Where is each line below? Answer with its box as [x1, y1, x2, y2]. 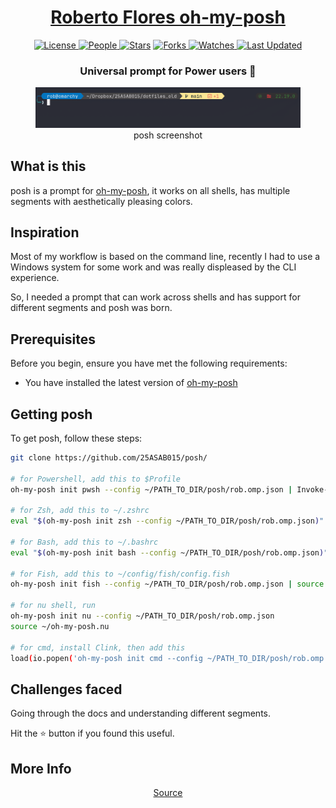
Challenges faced [10, 681, 123, 698]
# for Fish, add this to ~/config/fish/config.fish [10, 569, 230, 579]
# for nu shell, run [10, 601, 97, 611]
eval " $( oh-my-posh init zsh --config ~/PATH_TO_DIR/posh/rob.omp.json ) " [10, 516, 325, 526]
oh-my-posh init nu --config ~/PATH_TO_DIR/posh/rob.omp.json [10, 611, 275, 621]
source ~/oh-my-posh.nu [10, 621, 110, 631]
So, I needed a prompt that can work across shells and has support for [10, 291, 301, 303]
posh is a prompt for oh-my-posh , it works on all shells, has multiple [10, 184, 291, 196]
